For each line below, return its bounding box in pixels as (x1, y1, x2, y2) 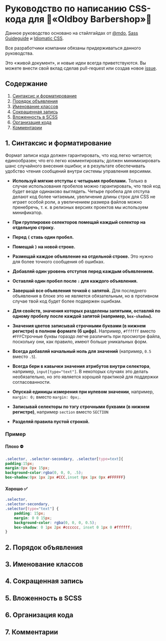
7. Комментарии (5, 628, 58, 636)
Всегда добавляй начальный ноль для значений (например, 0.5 (12, 348, 152, 354)
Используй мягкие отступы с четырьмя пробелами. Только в (12, 178, 147, 184)
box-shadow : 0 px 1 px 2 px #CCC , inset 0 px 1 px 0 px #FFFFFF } (5, 475, 126, 480)
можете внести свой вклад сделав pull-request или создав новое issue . (5, 65, 158, 71)
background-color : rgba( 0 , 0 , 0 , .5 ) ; (5, 470, 83, 475)
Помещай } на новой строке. (12, 243, 76, 249)
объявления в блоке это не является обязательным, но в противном (12, 293, 159, 299)
